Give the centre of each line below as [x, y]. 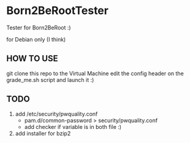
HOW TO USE [32, 59]
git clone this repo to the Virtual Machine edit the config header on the [95, 73]
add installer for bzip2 [43, 133]
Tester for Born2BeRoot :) [39, 28]
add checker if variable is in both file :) [73, 127]
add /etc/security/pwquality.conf [56, 114]
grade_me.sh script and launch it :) [50, 79]
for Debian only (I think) [36, 39]
